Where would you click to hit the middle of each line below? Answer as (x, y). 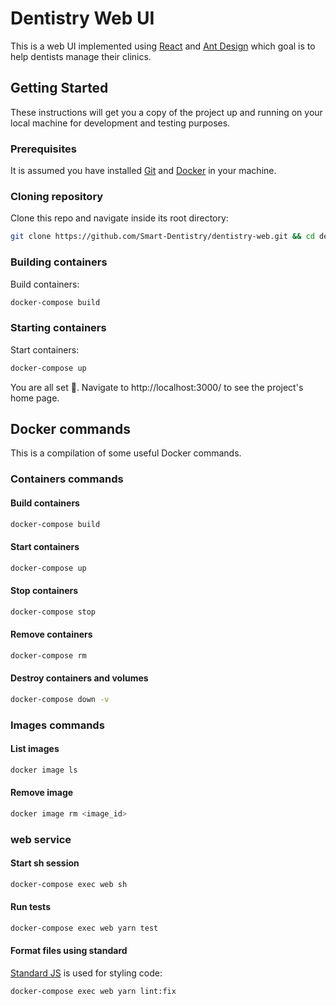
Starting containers (58, 328)
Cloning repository (57, 196)
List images (35, 749)
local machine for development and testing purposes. (120, 123)
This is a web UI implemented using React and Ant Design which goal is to (163, 46)
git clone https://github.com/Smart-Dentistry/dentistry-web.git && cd (162, 237)
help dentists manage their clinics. (81, 56)
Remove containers (51, 634)
